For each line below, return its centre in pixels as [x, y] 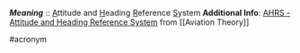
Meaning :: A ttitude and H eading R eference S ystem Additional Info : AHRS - [150, 13]
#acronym [28, 39]
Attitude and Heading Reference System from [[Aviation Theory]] [129, 22]
